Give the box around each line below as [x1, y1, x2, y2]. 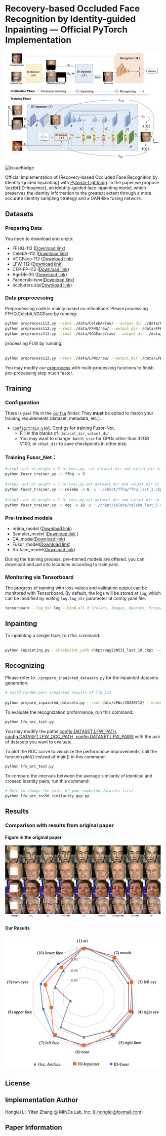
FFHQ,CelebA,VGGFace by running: [5, 311, 78, 317]
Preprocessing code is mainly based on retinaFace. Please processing [5, 306, 148, 312]
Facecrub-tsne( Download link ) [12, 277, 75, 283]
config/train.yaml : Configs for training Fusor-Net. [12, 425, 115, 431]
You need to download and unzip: [5, 236, 74, 242]
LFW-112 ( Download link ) [12, 261, 63, 267]
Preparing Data [5, 224, 42, 231]
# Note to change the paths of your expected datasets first [5, 788, 134, 793]
